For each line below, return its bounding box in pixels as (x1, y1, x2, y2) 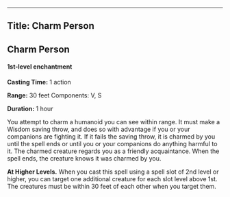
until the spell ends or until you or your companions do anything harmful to (7, 139, 218, 148)
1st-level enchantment (7, 62, 73, 71)
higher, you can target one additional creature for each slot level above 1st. (7, 174, 218, 183)
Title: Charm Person (7, 20, 94, 32)
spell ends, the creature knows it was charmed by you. (7, 154, 162, 162)
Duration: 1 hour (7, 104, 53, 113)
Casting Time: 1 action (7, 78, 72, 86)
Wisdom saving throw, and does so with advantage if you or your (7, 125, 190, 133)
